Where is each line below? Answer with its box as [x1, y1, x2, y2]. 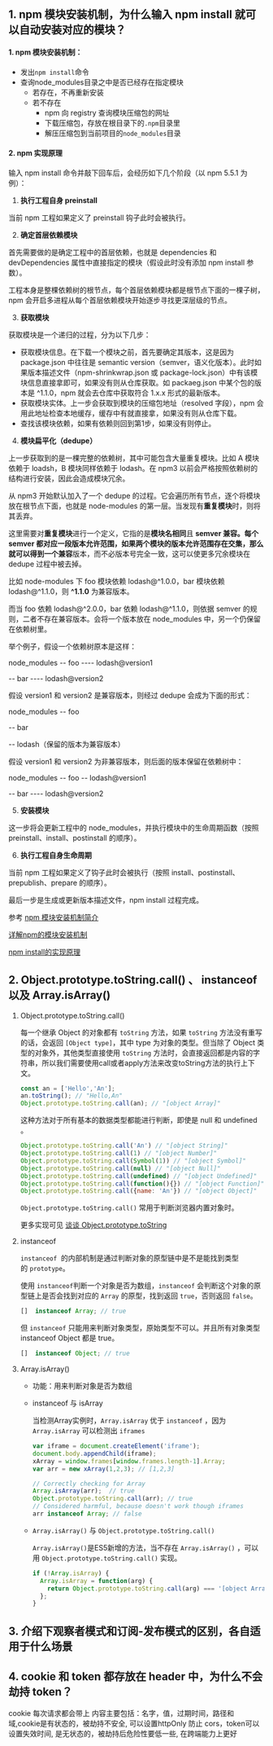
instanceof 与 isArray [32, 1398, 103, 1408]
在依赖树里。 [8, 624, 51, 634]
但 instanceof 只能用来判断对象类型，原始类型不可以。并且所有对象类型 [19, 1323, 261, 1333]
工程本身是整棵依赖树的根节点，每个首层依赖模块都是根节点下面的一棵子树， [8, 284, 265, 295]
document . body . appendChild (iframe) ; [32, 1449, 157, 1458]
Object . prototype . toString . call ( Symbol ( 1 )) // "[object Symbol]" [19, 1156, 246, 1165]
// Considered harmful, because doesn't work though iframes [32, 1502, 244, 1511]
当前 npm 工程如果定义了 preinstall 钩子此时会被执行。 [8, 213, 190, 222]
